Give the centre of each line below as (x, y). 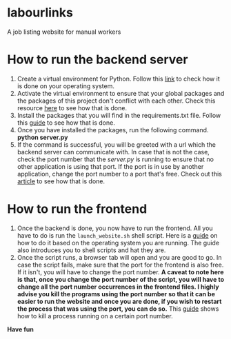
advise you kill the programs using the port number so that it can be (116, 294)
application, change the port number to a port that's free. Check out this (119, 174)
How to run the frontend (77, 209)
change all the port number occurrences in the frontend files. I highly (118, 287)
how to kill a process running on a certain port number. (95, 316)
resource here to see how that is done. (72, 107)
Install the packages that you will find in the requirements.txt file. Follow (119, 115)
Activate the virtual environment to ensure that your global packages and (121, 93)
